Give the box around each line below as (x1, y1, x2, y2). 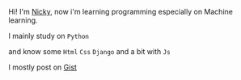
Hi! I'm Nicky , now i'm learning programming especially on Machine (8, 7, 233, 16)
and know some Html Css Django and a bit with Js (8, 47, 171, 56)
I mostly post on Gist (8, 62, 77, 72)
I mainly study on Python (8, 32, 89, 40)
